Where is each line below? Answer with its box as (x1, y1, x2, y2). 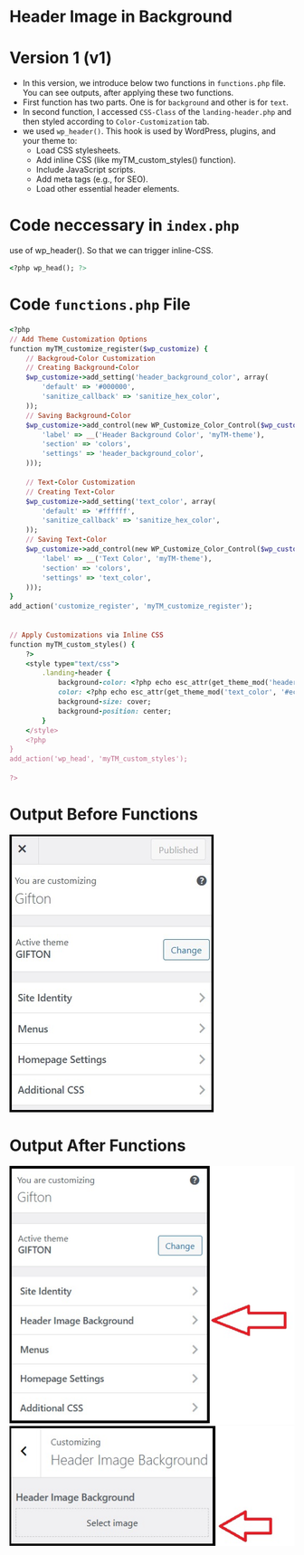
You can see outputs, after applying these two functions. (22, 88, 234, 99)
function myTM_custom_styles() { (9, 640, 136, 649)
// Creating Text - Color (25, 487, 116, 497)
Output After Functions (9, 1135, 186, 1155)
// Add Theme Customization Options (9, 335, 147, 344)
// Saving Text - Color (25, 536, 107, 545)
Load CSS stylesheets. (35, 145, 121, 156)
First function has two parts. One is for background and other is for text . (22, 97, 290, 108)
